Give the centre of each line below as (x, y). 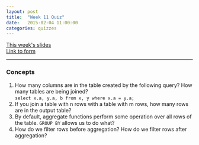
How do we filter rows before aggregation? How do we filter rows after (101, 129)
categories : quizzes (32, 28)
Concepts (21, 72)
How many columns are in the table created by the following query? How (103, 85)
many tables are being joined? (52, 91)
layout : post (22, 12)
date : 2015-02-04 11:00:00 (42, 22)
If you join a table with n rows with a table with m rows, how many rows (102, 104)
